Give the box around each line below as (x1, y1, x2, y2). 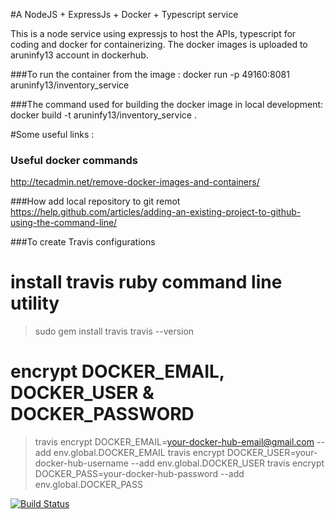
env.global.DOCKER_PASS (34, 479, 143, 491)
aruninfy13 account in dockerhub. (10, 49, 149, 61)
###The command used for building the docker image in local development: (10, 99, 324, 110)
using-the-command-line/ (10, 217, 118, 229)
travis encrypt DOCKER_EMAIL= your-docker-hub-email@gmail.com (34, 436, 315, 448)
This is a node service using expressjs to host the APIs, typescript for (10, 28, 297, 39)
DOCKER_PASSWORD (10, 403, 195, 426)
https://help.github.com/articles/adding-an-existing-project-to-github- (10, 206, 302, 218)
